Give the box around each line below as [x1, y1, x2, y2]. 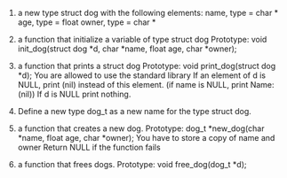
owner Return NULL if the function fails [17, 142, 162, 152]
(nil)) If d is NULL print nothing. [17, 89, 132, 99]
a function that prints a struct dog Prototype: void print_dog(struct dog [17, 61, 276, 71]
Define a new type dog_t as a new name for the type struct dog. [17, 106, 251, 116]
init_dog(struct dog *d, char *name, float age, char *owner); [17, 43, 237, 54]
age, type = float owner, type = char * [17, 17, 156, 27]
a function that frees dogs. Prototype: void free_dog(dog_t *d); [17, 159, 247, 169]
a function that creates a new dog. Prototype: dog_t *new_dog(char [17, 123, 265, 134]
